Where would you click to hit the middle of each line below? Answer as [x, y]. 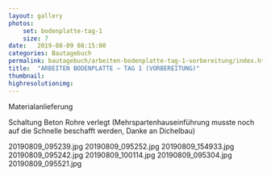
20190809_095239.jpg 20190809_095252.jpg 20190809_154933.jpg [121, 146]
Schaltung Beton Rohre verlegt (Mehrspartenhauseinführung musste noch [131, 122]
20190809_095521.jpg [45, 163]
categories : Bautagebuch [50, 53]
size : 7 [35, 38]
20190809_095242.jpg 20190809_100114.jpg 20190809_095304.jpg [120, 155]
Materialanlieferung [41, 107]
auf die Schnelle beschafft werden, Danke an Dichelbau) [102, 131]
